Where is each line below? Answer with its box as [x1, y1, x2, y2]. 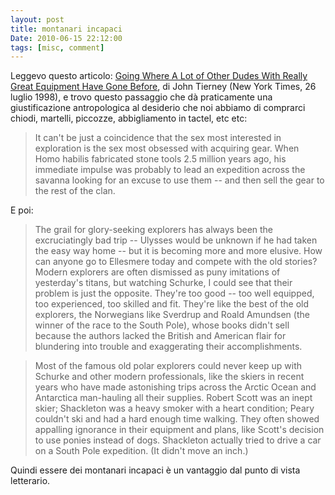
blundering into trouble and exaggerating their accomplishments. [34, 341, 303, 353]
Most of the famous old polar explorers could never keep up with [34, 360, 303, 372]
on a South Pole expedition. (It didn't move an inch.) [34, 445, 249, 457]
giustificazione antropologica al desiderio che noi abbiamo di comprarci [10, 102, 306, 114]
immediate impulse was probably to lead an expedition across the [34, 164, 306, 176]
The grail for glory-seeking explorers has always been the [34, 224, 274, 236]
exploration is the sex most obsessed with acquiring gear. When [34, 142, 300, 155]
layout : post [10, 14, 65, 25]
